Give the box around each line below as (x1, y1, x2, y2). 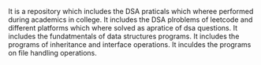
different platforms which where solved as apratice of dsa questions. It (8, 23, 238, 32)
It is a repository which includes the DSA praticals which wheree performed (8, 7, 254, 16)
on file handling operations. (8, 49, 97, 57)
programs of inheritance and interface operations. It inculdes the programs (8, 40, 252, 49)
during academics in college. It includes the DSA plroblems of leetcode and (8, 15, 253, 24)
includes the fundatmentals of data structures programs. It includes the (8, 31, 240, 41)
